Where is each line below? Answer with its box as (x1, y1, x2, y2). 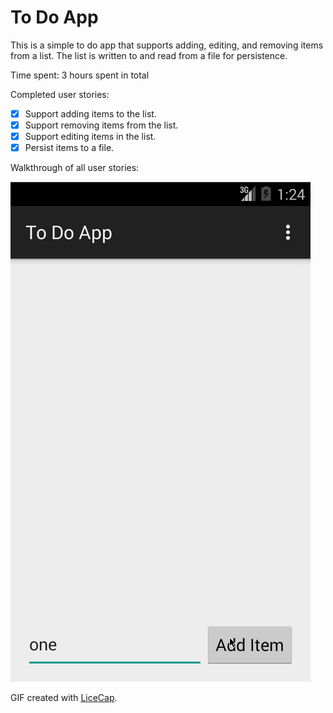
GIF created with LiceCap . (10, 692, 118, 704)
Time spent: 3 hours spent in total (10, 69, 150, 81)
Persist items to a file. (24, 142, 115, 154)
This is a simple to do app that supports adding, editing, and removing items (10, 39, 324, 51)
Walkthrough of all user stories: (10, 162, 140, 174)
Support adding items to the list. (24, 107, 157, 120)
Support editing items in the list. (24, 131, 157, 143)
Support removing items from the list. (24, 119, 179, 131)
